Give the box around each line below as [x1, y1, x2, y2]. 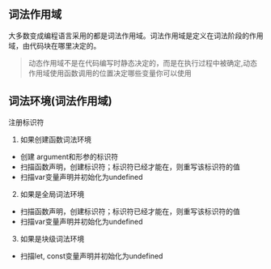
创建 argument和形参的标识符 [19, 152, 119, 161]
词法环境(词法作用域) [8, 94, 112, 108]
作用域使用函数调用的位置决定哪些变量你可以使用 [28, 68, 192, 78]
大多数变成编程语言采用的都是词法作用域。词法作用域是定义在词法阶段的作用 [8, 31, 264, 41]
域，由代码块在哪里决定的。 [8, 41, 101, 50]
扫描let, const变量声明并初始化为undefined [19, 250, 163, 261]
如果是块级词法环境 [19, 233, 85, 243]
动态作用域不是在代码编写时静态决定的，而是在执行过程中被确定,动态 [28, 58, 257, 67]
